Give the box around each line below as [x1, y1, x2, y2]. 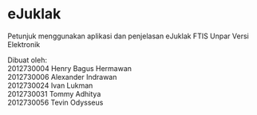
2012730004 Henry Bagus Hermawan [7, 63, 132, 73]
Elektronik [7, 39, 41, 49]
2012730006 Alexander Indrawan [7, 72, 117, 81]
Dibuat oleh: [7, 55, 47, 65]
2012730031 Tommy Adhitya [7, 89, 101, 98]
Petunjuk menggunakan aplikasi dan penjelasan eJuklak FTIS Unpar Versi [7, 31, 249, 41]
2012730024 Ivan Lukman [7, 81, 93, 90]
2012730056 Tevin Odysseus [7, 97, 104, 107]
